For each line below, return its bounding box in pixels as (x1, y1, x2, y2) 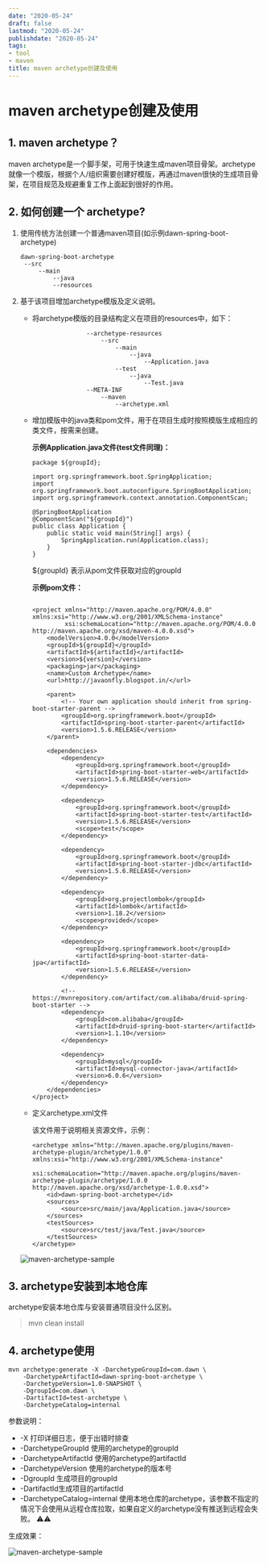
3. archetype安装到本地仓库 (8, 1279, 148, 1293)
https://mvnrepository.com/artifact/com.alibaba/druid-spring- (31, 994, 249, 1002)
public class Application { (31, 522, 126, 530)
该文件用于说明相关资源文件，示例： (31, 1125, 153, 1134)
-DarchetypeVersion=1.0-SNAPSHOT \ (23, 1380, 142, 1388)
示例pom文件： (31, 582, 83, 592)
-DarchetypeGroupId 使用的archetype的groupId (19, 1443, 179, 1453)
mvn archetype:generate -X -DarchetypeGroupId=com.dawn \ (8, 1366, 207, 1374)
